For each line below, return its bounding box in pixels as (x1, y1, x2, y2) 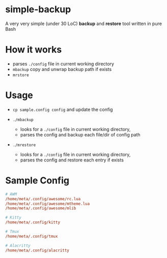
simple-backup (5, 4, 71, 15)
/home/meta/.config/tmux (5, 233, 58, 239)
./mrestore (12, 142, 36, 148)
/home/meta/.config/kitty (5, 220, 60, 225)
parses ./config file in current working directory (12, 60, 115, 67)
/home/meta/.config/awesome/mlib (5, 206, 76, 211)
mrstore (12, 73, 29, 78)
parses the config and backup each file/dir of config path (20, 131, 141, 137)
